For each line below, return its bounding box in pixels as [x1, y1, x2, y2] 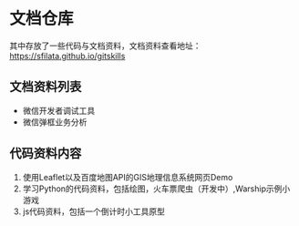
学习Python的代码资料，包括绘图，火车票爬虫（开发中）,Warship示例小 [22, 183, 291, 194]
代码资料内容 [9, 146, 82, 161]
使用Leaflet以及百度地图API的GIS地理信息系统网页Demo [22, 171, 233, 182]
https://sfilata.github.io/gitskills [9, 50, 126, 61]
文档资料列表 [9, 79, 82, 95]
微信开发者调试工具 [22, 105, 96, 116]
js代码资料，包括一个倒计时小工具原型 [22, 206, 166, 217]
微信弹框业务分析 [22, 116, 88, 128]
